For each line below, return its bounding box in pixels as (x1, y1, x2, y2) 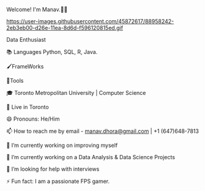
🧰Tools (6, 77, 24, 84)
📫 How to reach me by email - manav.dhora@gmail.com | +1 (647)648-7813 (6, 127, 199, 135)
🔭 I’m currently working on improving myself (6, 141, 118, 149)
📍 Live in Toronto (6, 103, 49, 110)
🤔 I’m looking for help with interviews (6, 165, 100, 173)
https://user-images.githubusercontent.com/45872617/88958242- (6, 18, 174, 24)
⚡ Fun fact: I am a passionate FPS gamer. (6, 178, 110, 185)
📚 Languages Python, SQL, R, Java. (6, 48, 98, 55)
